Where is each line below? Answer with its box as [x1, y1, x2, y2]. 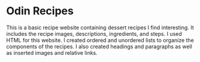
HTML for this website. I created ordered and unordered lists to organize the [6, 36, 195, 44]
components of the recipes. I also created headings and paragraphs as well [6, 43, 193, 50]
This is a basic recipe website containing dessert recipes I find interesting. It [6, 24, 194, 31]
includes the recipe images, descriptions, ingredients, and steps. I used [6, 30, 183, 37]
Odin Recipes [6, 4, 74, 18]
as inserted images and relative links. [6, 49, 98, 56]
